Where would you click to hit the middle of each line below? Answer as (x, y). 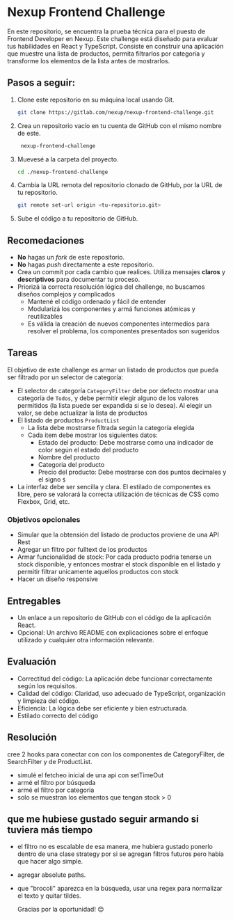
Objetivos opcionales (44, 519)
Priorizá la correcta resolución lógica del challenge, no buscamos (111, 287)
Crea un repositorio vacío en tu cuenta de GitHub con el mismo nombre (119, 125)
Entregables (34, 601)
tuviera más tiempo (50, 830)
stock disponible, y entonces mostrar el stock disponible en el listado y (119, 564)
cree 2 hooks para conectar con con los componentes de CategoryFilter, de (116, 754)
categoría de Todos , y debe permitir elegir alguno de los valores (108, 398)
